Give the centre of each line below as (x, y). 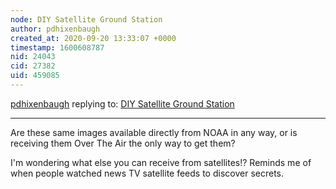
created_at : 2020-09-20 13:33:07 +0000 (93, 38)
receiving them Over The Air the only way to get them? (123, 143)
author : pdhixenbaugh (55, 29)
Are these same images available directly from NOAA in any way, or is (154, 132)
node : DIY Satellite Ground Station (86, 19)
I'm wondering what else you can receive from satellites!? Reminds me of (161, 162)
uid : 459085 (35, 76)
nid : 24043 (33, 57)
